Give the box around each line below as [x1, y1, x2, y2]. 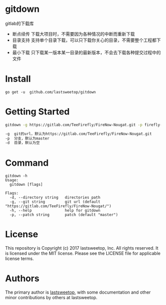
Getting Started [5, 106, 70, 117]
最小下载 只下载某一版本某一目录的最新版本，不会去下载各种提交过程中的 [12, 49, 161, 55]
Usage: [5, 178, 19, 183]
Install [5, 73, 31, 85]
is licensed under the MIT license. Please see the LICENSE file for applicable [5, 251, 161, 257]
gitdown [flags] [9, 182, 43, 187]
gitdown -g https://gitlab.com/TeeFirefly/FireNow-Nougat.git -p [5, 122, 142, 127]
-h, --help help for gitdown [9, 208, 100, 213]
